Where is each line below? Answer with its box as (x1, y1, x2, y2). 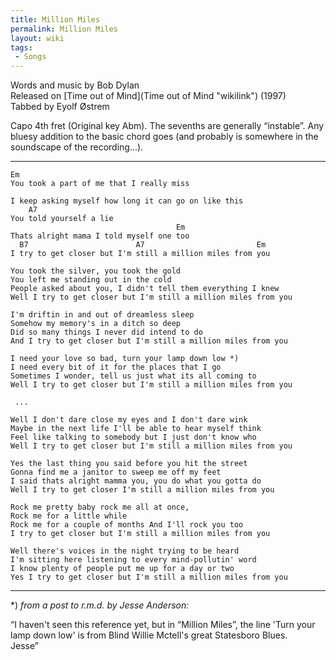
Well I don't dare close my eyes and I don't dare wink (10, 415, 248, 425)
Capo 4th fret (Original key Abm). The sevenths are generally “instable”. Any (10, 120, 325, 132)
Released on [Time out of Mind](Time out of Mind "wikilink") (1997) (10, 90, 287, 102)
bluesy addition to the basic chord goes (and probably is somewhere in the (10, 131, 319, 143)
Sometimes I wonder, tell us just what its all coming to (10, 371, 257, 381)
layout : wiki (10, 33, 65, 43)
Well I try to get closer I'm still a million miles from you (10, 485, 275, 495)
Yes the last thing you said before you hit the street (10, 459, 248, 469)
